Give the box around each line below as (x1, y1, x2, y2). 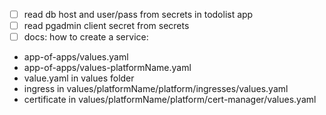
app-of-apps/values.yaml (23, 51, 129, 63)
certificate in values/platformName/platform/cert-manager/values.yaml (23, 94, 317, 106)
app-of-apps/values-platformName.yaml (23, 62, 192, 74)
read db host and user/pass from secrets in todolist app (23, 9, 254, 20)
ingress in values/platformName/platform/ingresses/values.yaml (23, 83, 289, 95)
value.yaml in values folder (23, 72, 135, 84)
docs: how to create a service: (23, 31, 149, 43)
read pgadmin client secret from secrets (23, 20, 190, 32)
